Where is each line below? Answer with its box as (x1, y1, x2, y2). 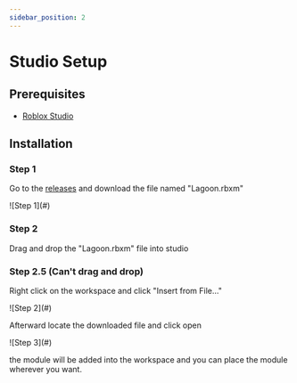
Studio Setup (9, 51, 108, 71)
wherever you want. (9, 363, 83, 374)
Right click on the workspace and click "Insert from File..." (9, 285, 223, 296)
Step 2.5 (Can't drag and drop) (9, 265, 144, 277)
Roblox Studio (21, 110, 74, 121)
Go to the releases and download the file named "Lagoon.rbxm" (9, 183, 243, 194)
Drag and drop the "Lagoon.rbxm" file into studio (9, 242, 189, 254)
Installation (9, 136, 73, 151)
